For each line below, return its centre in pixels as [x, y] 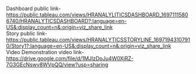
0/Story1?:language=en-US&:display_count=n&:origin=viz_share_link [89, 46]
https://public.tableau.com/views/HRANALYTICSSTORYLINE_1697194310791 [98, 40]
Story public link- [27, 33]
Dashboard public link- [33, 9]
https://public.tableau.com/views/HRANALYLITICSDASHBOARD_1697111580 [97, 15]
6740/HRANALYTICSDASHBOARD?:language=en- [67, 21]
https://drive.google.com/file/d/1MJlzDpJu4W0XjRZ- [70, 58]
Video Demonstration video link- [45, 52]
